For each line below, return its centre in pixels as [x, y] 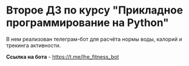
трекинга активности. [33, 45]
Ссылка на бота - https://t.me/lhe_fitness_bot [63, 57]
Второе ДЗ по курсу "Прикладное [94, 10]
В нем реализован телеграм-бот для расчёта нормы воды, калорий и [94, 39]
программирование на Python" [88, 23]
